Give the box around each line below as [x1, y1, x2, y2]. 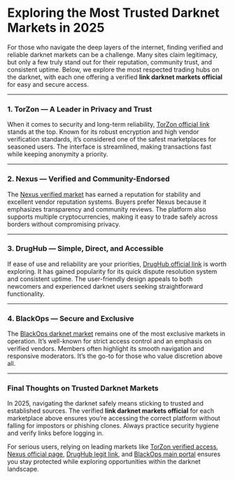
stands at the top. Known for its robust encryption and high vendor [7, 128, 199, 136]
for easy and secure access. [7, 80, 90, 88]
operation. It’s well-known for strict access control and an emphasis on [7, 337, 212, 345]
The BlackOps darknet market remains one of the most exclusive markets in [7, 329, 226, 338]
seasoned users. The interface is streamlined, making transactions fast [7, 142, 212, 151]
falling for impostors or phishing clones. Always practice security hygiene [7, 422, 219, 430]
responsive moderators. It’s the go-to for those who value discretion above [7, 352, 222, 360]
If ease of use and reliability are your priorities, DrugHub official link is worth [7, 259, 227, 268]
